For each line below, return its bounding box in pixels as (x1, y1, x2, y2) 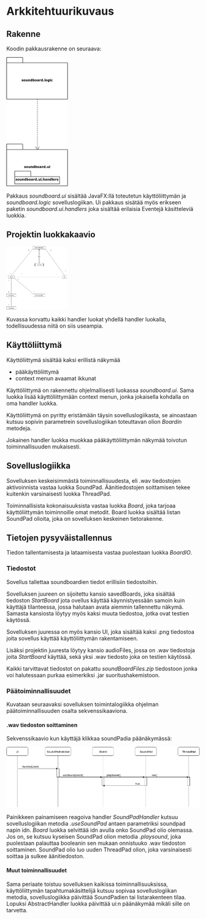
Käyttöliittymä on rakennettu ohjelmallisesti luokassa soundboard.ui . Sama (6, 386, 194, 394)
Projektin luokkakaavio (6, 229, 96, 240)
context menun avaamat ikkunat (15, 374, 96, 382)
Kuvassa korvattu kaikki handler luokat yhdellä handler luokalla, (6, 315, 167, 323)
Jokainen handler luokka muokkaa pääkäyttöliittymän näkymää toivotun (6, 436, 187, 444)
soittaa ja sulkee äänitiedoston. (6, 853, 85, 860)
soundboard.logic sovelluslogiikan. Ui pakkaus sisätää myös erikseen (6, 198, 182, 206)
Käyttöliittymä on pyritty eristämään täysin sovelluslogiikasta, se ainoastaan (6, 411, 197, 418)
